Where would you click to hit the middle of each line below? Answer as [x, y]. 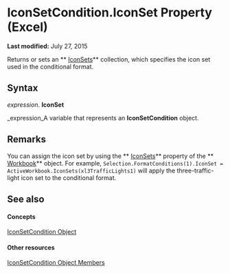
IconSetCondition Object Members [56, 263]
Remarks [27, 139]
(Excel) [27, 27]
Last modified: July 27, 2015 [47, 46]
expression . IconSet [36, 105]
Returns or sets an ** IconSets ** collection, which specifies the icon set [109, 59]
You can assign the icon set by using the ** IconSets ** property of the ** [111, 156]
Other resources [31, 247]
